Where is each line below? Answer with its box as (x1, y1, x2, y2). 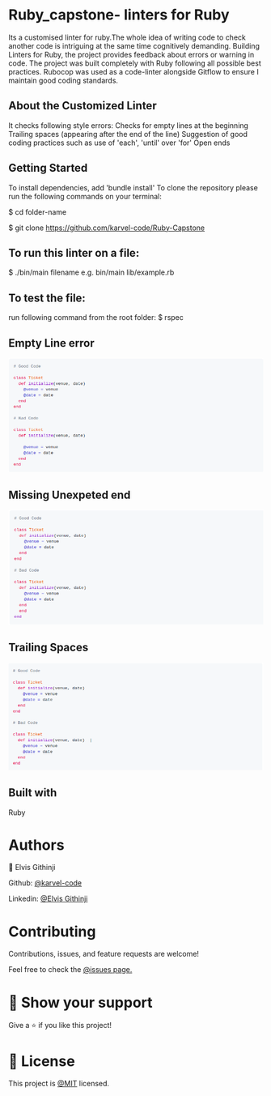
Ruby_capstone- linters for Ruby (8, 6, 230, 24)
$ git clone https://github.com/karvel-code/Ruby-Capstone (8, 223, 205, 232)
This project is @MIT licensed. (8, 1079, 110, 1089)
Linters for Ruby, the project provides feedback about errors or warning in (8, 49, 255, 59)
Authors (8, 836, 65, 854)
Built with (8, 786, 57, 800)
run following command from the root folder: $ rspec (8, 313, 184, 322)
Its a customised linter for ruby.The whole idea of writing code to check (8, 32, 247, 42)
